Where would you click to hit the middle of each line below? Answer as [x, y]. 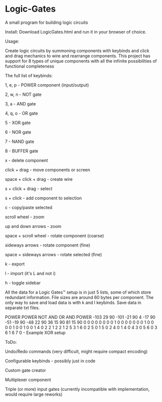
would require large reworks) [34, 394]
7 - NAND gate [20, 141]
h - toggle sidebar [23, 282]
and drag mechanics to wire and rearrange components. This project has [78, 56]
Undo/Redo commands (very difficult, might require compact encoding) [76, 351]
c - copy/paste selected [29, 207]
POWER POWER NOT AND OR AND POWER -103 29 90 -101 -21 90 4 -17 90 [80, 317]
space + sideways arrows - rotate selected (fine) [54, 254]
